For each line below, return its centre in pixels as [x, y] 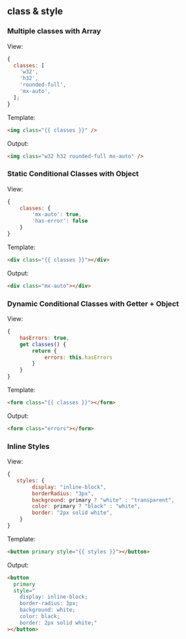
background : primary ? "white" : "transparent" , [103, 500]
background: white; [48, 610]
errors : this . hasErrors [78, 357]
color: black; [40, 617]
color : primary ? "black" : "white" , [86, 506]
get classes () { [43, 344]
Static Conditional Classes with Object [73, 174]
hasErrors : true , [45, 338]
